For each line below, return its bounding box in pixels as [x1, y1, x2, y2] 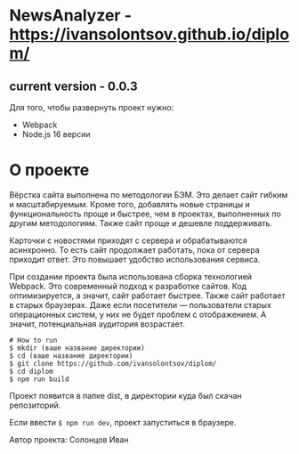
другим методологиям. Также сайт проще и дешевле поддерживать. [9, 217, 273, 228]
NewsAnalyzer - [9, 5, 132, 26]
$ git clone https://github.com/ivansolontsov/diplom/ [9, 359, 217, 368]
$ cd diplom [9, 367, 53, 376]
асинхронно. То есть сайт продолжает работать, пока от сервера [9, 244, 260, 255]
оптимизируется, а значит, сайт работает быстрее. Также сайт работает [9, 290, 286, 301]
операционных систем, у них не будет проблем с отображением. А [9, 309, 267, 320]
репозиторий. [9, 400, 61, 410]
